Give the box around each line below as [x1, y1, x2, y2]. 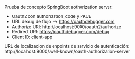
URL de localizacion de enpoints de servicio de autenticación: [4, 44, 130, 49]
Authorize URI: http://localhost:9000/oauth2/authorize [11, 24, 121, 29]
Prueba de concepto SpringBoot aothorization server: [4, 4, 113, 10]
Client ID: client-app [11, 34, 53, 40]
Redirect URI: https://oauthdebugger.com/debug [11, 29, 110, 34]
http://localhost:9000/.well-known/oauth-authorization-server [4, 48, 131, 54]
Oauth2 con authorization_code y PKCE [11, 14, 92, 19]
